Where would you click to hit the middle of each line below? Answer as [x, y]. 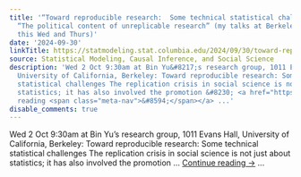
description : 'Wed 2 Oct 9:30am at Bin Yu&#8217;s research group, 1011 [148, 68]
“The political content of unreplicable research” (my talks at [140, 26]
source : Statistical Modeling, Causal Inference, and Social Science [142, 59]
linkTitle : [30, 51]
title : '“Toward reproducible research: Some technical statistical [142, 17]
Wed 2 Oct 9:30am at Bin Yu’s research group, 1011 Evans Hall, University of [149, 134]
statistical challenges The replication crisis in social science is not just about [150, 154]
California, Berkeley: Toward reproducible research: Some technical [134, 144]
